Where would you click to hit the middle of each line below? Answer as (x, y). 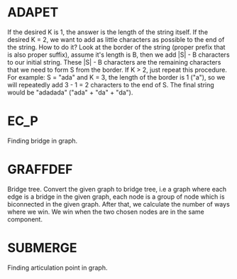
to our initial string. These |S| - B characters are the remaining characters (114, 62)
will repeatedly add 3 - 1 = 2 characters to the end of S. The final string (111, 84)
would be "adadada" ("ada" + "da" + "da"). (70, 92)
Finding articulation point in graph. (57, 268)
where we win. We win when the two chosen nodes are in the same (106, 212)
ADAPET (33, 12)
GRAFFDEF (40, 169)
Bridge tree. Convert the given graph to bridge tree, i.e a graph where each (117, 189)
